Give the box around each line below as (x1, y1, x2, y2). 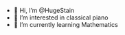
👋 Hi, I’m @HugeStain (13, 7, 75, 14)
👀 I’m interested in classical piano (13, 13, 109, 22)
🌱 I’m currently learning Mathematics (13, 21, 118, 28)
